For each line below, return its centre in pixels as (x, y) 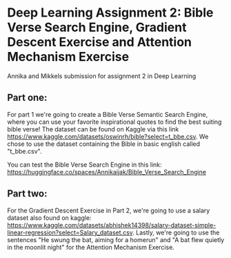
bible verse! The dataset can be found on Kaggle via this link (93, 129)
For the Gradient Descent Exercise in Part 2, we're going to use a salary (109, 210)
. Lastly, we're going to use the (176, 232)
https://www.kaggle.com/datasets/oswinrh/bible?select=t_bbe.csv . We (108, 136)
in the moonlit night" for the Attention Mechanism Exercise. (91, 247)
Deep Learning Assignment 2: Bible (110, 13)
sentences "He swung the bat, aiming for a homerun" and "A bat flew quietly (116, 239)
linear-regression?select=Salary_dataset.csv (70, 232)
